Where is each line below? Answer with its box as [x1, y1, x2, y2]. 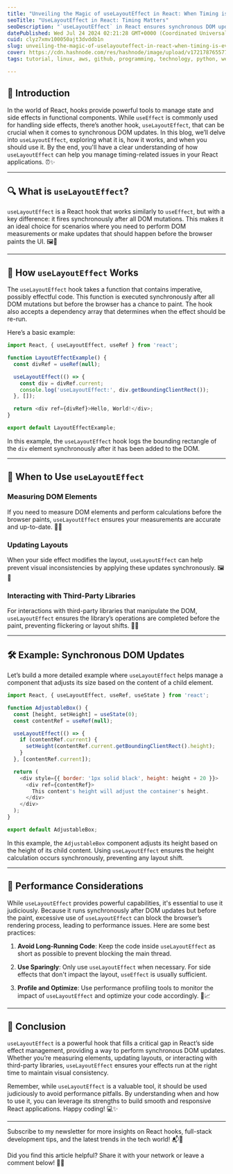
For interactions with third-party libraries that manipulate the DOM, [7, 607, 198, 615]
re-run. [7, 315, 28, 324]
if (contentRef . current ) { [19, 736, 98, 743]
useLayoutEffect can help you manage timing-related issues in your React [7, 150, 218, 159]
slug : [7, 42, 23, 49]
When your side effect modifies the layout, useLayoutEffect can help [7, 555, 203, 564]
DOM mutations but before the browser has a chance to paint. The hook [7, 300, 213, 308]
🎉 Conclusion [7, 1020, 66, 1032]
